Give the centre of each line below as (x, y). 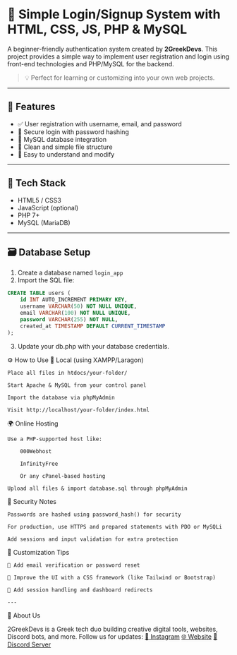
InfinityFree (39, 464)
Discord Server (29, 644)
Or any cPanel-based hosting (63, 476)
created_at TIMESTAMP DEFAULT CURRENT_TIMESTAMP (93, 326)
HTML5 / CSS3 (39, 200)
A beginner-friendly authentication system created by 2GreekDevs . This (113, 49)
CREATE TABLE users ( (39, 293)
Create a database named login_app (70, 273)
